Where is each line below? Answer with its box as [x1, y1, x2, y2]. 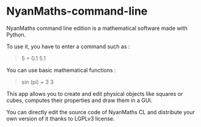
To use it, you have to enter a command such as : [6, 43, 130, 50]
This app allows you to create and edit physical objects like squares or [6, 90, 183, 97]
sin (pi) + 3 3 [21, 78, 54, 85]
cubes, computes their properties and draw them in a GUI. [6, 96, 153, 104]
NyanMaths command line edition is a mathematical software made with [6, 24, 188, 32]
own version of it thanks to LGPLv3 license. [6, 115, 115, 122]
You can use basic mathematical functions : [6, 66, 116, 74]
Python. [6, 31, 26, 38]
